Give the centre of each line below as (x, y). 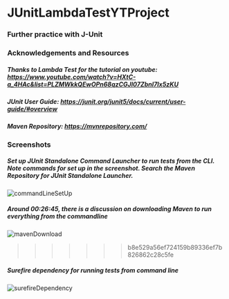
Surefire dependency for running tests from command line (93, 271)
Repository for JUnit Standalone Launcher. (70, 176)
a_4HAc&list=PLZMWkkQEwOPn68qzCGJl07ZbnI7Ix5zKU (93, 84)
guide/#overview (32, 109)
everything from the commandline (58, 217)
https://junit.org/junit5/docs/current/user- (123, 101)
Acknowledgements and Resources (68, 53)
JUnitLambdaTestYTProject (88, 13)
